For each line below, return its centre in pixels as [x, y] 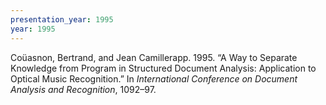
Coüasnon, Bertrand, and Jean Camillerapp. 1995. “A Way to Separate [154, 57]
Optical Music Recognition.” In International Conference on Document [154, 78]
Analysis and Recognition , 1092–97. [83, 89]
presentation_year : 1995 [62, 19]
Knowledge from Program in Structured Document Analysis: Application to [163, 68]
